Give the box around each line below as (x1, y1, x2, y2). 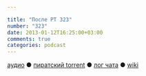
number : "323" (7, 22, 48, 30)
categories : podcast (7, 42, 67, 49)
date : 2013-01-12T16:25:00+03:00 (7, 29, 103, 36)
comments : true (7, 35, 51, 42)
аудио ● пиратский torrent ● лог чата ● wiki (7, 61, 139, 69)
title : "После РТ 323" (7, 16, 72, 23)
